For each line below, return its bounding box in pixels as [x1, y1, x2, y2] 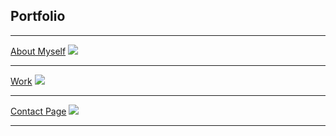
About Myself [10, 45, 67, 57]
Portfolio [10, 8, 66, 25]
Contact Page [10, 105, 67, 117]
